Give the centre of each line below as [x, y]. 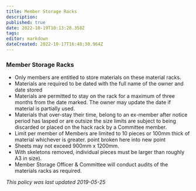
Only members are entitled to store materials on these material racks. [98, 77]
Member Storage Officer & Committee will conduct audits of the [91, 165]
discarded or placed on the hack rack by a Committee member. [91, 127]
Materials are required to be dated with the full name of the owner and [99, 84]
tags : [13, 33]
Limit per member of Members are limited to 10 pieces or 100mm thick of [102, 134]
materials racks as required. [48, 171]
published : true [26, 22]
